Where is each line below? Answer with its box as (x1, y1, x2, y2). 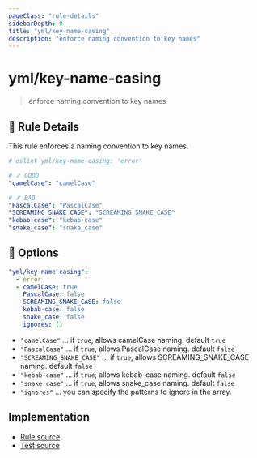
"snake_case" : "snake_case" (8, 224, 103, 232)
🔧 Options (8, 246, 59, 260)
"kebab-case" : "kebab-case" (8, 216, 103, 225)
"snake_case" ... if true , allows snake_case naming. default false (19, 378, 235, 387)
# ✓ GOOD (8, 171, 40, 179)
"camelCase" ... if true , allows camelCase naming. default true (19, 335, 226, 345)
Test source (19, 440, 61, 450)
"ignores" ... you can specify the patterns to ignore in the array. (19, 387, 232, 396)
